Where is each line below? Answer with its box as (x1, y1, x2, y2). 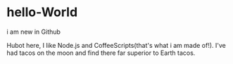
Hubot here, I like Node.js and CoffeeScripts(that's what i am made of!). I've (6, 41, 226, 49)
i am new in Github (6, 27, 61, 36)
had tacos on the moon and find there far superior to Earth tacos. (6, 49, 196, 57)
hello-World (6, 4, 78, 20)
